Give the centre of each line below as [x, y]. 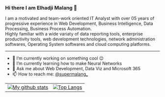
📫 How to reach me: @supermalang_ [50, 74]
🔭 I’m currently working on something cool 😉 [58, 58]
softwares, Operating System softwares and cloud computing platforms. [78, 44]
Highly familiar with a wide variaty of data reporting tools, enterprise [74, 34]
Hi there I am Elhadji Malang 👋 [41, 8]
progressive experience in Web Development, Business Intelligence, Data [79, 23]
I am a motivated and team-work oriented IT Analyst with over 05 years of [80, 19]
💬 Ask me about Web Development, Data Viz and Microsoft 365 [76, 69]
